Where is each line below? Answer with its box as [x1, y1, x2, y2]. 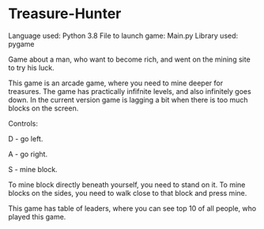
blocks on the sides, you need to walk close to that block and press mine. [8, 188, 247, 197]
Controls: [8, 118, 38, 128]
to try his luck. [8, 62, 55, 72]
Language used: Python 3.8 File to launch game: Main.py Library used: [8, 31, 239, 40]
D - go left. [8, 133, 43, 143]
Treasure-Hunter [8, 5, 122, 23]
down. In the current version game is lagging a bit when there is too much [8, 95, 248, 104]
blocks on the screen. [8, 103, 79, 113]
